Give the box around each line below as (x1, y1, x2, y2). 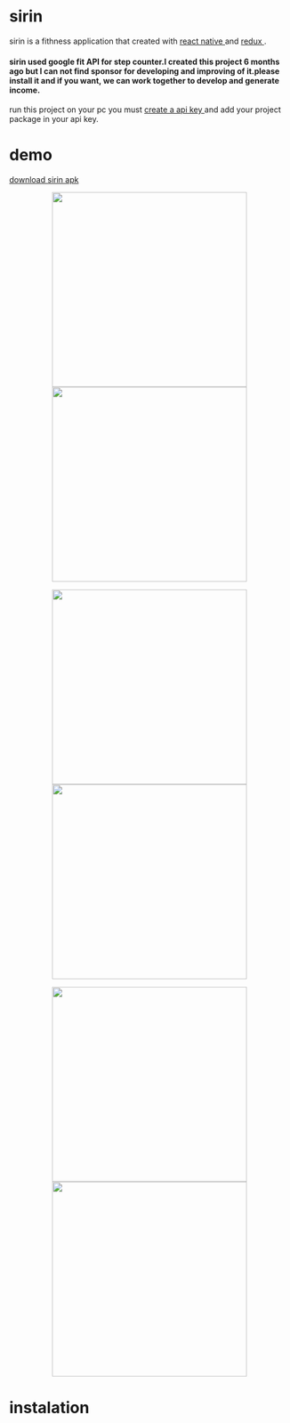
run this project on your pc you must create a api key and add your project (9, 104, 282, 115)
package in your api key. (9, 114, 100, 125)
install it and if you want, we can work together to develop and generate (9, 75, 280, 85)
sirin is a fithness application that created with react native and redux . (9, 36, 267, 46)
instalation (9, 1398, 90, 1418)
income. (9, 85, 41, 95)
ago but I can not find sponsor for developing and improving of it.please (9, 65, 280, 77)
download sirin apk (9, 175, 79, 185)
